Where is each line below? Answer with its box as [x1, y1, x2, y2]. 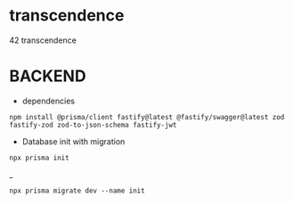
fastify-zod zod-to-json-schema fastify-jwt [9, 120, 177, 129]
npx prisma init [9, 153, 69, 162]
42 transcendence [9, 35, 77, 45]
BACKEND [9, 66, 86, 86]
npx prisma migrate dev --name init [9, 186, 145, 195]
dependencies [21, 95, 76, 106]
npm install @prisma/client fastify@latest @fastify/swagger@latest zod [9, 112, 285, 121]
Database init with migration [21, 135, 126, 147]
